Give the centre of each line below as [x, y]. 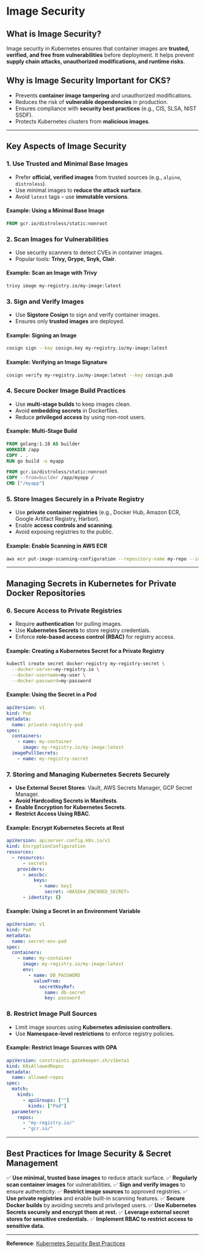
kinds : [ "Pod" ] [48, 1106]
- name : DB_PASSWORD [54, 975]
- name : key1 [55, 886]
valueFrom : [47, 981]
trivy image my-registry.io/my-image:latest [64, 286]
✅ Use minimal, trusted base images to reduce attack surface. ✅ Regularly [102, 1178]
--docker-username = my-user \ [49, 675]
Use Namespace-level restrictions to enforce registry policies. [95, 1034]
